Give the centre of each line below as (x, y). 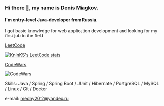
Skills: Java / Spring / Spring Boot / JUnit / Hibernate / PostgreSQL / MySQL (82, 84)
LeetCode (15, 45)
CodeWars (16, 65)
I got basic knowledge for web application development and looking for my (81, 31)
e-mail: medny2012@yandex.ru (37, 99)
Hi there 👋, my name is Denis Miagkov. (52, 8)
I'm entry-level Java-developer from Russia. (51, 20)
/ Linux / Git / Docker (26, 89)
